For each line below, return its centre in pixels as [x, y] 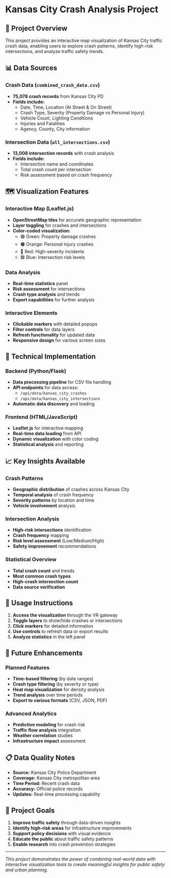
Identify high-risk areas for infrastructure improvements [72, 828]
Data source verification [39, 587]
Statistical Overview [31, 559]
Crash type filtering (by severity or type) [56, 684]
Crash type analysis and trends [46, 294]
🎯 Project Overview [36, 28]
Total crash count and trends [44, 571]
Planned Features [27, 668]
